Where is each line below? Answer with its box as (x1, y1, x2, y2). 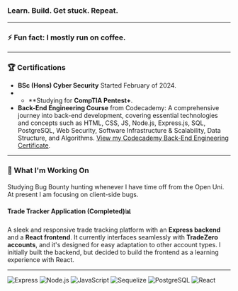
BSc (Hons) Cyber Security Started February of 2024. (17, 81, 177, 90)
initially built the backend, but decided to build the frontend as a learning (7, 248, 220, 256)
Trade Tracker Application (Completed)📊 (7, 207, 132, 215)
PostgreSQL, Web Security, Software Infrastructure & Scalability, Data (17, 126, 221, 134)
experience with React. (7, 255, 74, 263)
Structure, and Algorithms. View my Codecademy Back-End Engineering (17, 133, 229, 142)
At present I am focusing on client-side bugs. (7, 190, 139, 199)
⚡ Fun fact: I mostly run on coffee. (7, 32, 126, 42)
